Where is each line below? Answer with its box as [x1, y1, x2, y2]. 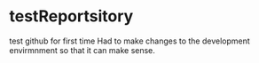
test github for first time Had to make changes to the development [9, 35, 250, 46]
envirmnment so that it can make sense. [9, 44, 155, 55]
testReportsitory [9, 6, 134, 27]
